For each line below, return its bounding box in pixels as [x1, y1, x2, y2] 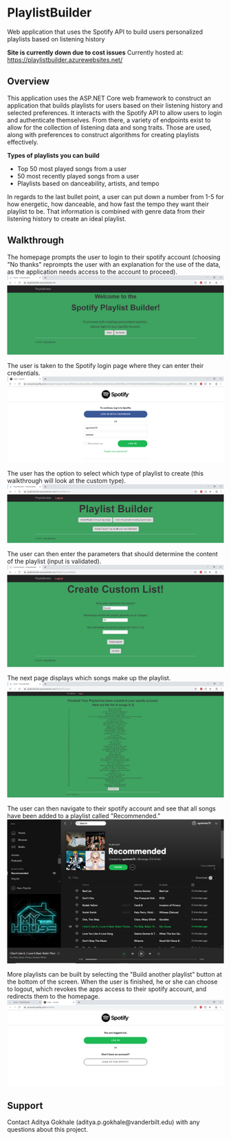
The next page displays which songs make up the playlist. [7, 674, 171, 682]
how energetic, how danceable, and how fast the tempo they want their [7, 200, 210, 208]
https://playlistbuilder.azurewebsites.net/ [7, 55, 123, 63]
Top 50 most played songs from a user [16, 164, 127, 173]
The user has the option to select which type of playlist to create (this [7, 469, 204, 478]
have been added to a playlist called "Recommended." [7, 811, 161, 820]
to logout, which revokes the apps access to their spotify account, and [7, 985, 207, 993]
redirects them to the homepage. [7, 993, 100, 1001]
